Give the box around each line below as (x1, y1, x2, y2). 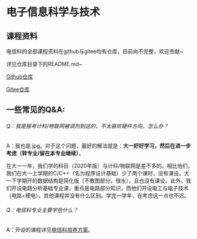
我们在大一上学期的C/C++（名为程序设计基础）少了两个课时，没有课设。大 (6, 169, 190, 177)
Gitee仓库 (6, 86, 30, 93)
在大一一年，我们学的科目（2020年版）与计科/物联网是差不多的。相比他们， (6, 162, 193, 169)
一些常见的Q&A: (6, 105, 65, 115)
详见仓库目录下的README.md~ (6, 61, 83, 67)
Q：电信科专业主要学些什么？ (6, 206, 79, 214)
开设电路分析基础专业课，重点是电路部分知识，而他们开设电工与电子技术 (11, 184, 189, 191)
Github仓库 (6, 73, 33, 80)
